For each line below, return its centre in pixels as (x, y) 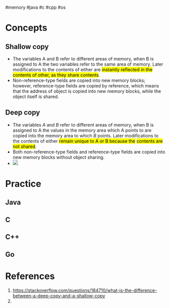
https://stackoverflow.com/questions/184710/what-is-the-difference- (85, 290)
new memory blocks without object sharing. (59, 157)
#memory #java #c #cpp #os (36, 7)
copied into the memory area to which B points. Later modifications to (86, 135)
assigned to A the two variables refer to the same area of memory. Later (88, 64)
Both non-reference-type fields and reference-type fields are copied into (89, 151)
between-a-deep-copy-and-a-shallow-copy (59, 296)
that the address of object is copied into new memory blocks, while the (87, 91)
